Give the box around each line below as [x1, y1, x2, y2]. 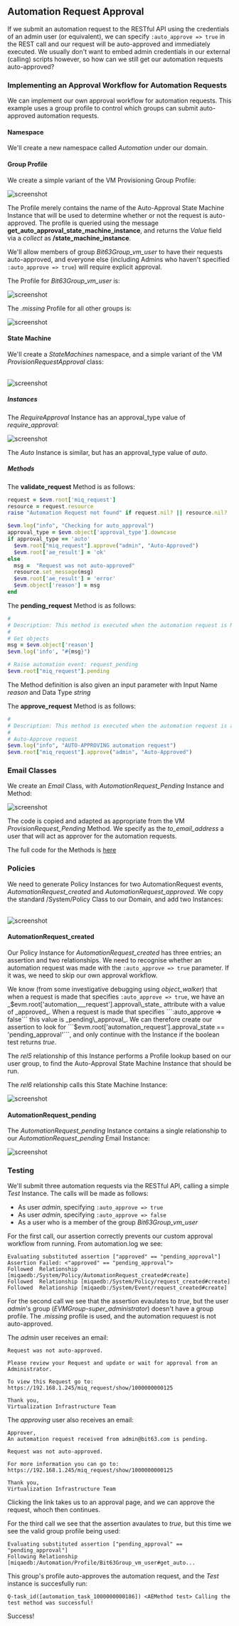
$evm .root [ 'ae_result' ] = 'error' [14, 575, 116, 582]
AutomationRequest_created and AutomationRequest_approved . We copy [7, 887, 224, 896]
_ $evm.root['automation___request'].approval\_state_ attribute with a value [7, 1000, 225, 1008]
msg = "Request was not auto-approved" [14, 562, 135, 569]
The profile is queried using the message [38, 219, 159, 227]
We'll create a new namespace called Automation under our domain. [7, 144, 208, 152]
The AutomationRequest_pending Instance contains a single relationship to [7, 1126, 227, 1135]
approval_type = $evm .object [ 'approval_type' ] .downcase [7, 529, 176, 536]
